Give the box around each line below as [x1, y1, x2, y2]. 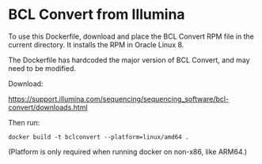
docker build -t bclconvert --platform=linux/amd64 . [8, 132, 190, 141]
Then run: [8, 117, 40, 127]
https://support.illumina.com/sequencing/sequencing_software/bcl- [8, 94, 230, 103]
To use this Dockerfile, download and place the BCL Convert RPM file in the [8, 32, 255, 41]
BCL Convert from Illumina [8, 6, 185, 24]
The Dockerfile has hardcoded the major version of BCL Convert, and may [8, 55, 251, 65]
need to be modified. [8, 63, 77, 73]
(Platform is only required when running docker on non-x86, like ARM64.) [8, 147, 248, 156]
